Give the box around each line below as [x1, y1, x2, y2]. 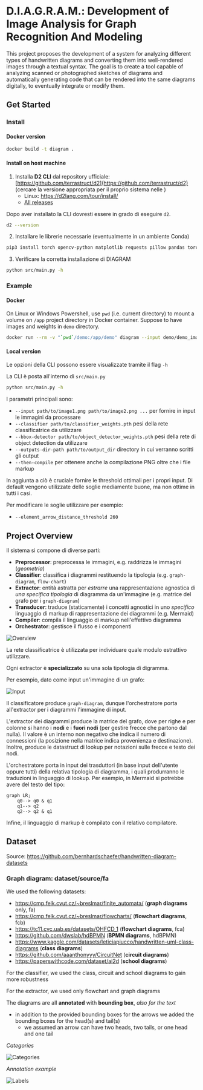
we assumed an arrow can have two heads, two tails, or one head [24, 1024, 188, 1031]
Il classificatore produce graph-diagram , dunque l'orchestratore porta [6, 700, 178, 707]
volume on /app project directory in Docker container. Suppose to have [6, 317, 182, 324]
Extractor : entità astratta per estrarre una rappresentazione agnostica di [14, 584, 196, 591]
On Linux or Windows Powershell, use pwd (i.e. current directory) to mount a [6, 310, 195, 317]
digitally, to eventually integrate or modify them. [6, 82, 125, 89]
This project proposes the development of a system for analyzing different [6, 50, 192, 57]
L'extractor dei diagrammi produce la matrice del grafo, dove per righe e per [6, 718, 196, 725]
